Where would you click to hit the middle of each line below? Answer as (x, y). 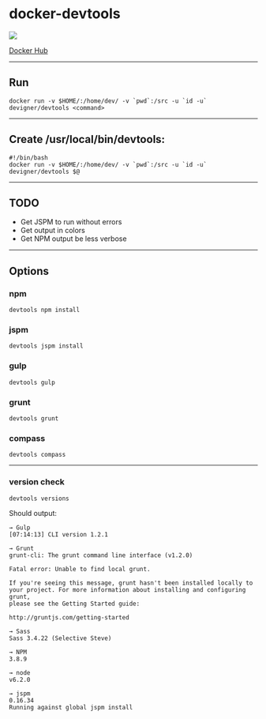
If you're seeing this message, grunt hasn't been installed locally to (131, 583)
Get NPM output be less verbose (73, 239)
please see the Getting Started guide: (75, 604)
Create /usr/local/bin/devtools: (87, 139)
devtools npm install (45, 310)
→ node (20, 672)
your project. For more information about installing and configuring (127, 589)
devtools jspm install (46, 346)
